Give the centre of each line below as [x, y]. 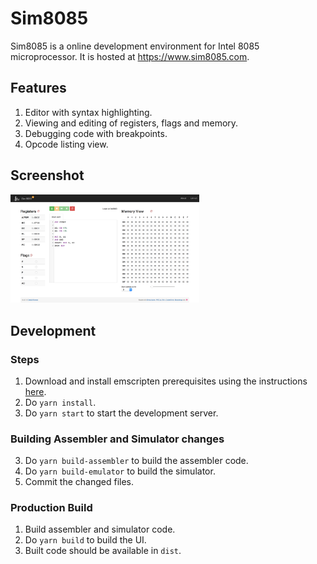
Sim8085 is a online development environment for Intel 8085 [135, 46]
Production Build [51, 508]
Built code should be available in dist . [103, 551]
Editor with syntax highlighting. [88, 112]
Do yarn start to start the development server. [121, 413]
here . [35, 391]
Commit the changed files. [79, 482]
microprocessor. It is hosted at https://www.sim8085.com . [130, 56]
